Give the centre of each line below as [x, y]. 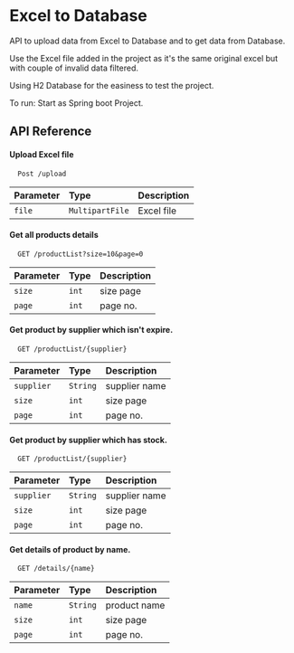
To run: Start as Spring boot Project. [76, 103]
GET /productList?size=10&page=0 [81, 254]
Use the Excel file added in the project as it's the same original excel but [144, 58]
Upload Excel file [42, 154]
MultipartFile [99, 210]
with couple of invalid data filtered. [74, 68]
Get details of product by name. [70, 549]
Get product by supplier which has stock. [88, 440]
